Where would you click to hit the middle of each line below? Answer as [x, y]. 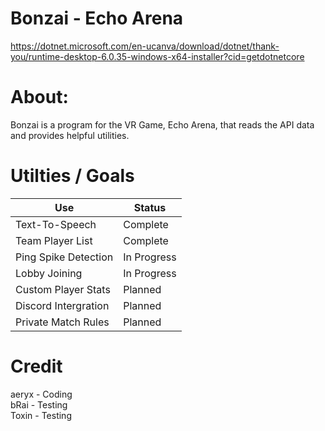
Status [150, 207]
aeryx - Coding [41, 394]
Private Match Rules [62, 322]
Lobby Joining [49, 273]
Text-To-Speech [56, 224]
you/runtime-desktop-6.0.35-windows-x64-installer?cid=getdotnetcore [157, 56]
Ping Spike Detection [64, 257]
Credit [36, 366]
